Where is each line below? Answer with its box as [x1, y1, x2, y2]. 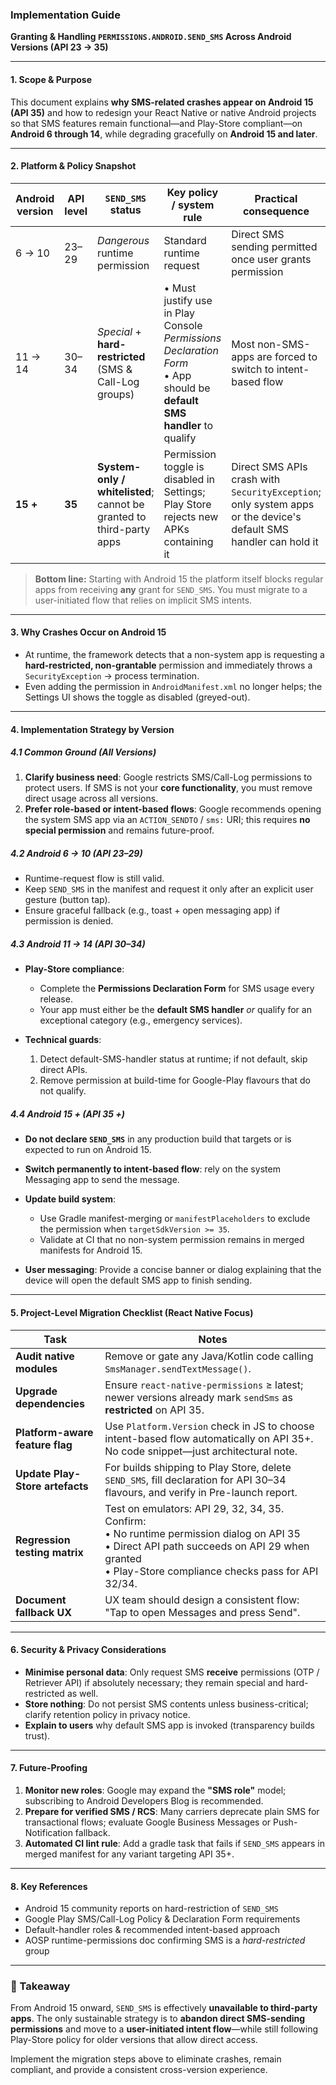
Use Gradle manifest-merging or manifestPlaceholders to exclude [39, 1213, 311, 1225]
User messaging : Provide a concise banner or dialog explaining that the [24, 1264, 322, 1276]
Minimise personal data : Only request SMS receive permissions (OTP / [24, 1666, 320, 1678]
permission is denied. [24, 915, 114, 927]
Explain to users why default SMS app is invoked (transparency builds [24, 1719, 315, 1731]
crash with [231, 472, 281, 486]
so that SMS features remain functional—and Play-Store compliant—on [10, 117, 303, 129]
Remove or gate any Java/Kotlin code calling [104, 1349, 314, 1363]
